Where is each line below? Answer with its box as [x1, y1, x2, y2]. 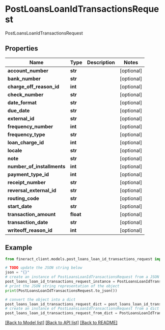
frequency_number [7, 123, 53, 130]
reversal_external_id [7, 187, 56, 193]
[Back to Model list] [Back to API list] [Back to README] [5, 320, 118, 326]
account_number [7, 67, 49, 74]
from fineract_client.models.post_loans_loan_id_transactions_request [5, 256, 153, 261]
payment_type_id [7, 171, 49, 178]
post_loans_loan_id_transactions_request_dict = [5, 302, 107, 306]
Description [86, 59, 115, 66]
